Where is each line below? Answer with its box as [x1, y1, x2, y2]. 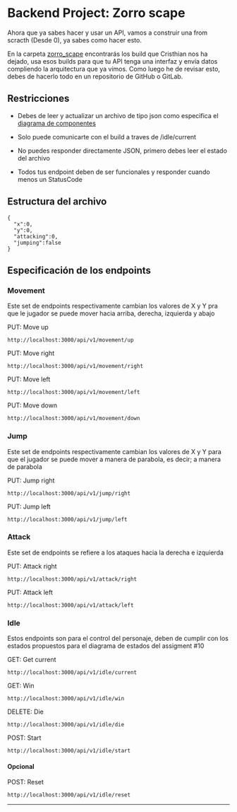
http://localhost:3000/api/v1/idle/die [7, 721, 125, 729]
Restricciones [7, 93, 70, 105]
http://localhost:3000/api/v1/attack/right [7, 575, 138, 583]
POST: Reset [7, 778, 44, 787]
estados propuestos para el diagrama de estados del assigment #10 [7, 642, 205, 650]
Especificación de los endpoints [7, 264, 152, 277]
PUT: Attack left [7, 588, 53, 596]
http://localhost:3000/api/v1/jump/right [7, 489, 131, 497]
